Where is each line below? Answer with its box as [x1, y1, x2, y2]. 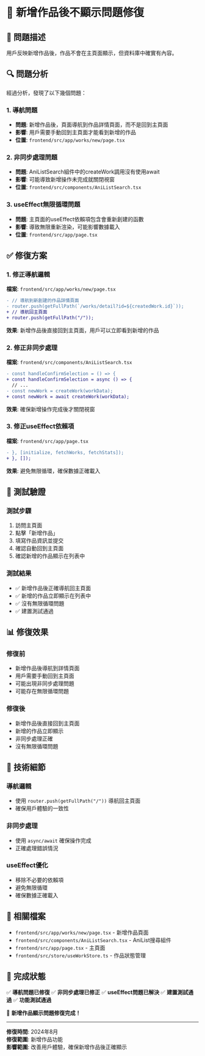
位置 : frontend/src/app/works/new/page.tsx [15, 136, 125, 144]
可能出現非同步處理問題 [15, 680, 74, 687]
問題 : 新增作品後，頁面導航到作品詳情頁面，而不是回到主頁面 [15, 121, 168, 129]
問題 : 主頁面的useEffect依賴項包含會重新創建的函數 [15, 215, 145, 222]
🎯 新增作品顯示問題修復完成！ [6, 1009, 81, 1017]
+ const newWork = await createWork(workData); [6, 393, 130, 400]
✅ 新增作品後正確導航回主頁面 [15, 584, 92, 591]
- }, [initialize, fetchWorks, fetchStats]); [6, 449, 124, 455]
